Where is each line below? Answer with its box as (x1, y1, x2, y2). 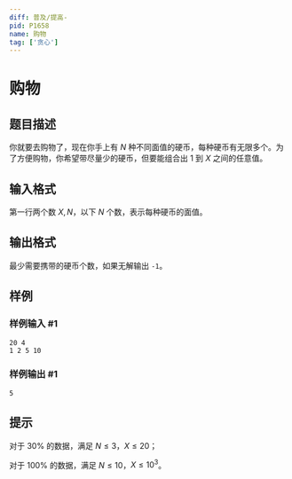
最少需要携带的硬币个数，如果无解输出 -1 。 (9, 260, 168, 271)
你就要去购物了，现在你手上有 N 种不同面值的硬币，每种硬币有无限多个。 (9, 142, 277, 153)
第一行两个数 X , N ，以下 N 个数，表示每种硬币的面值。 (9, 207, 208, 217)
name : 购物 (9, 29, 47, 38)
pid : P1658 (9, 21, 50, 30)
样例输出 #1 (9, 368, 58, 381)
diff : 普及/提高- (9, 12, 68, 22)
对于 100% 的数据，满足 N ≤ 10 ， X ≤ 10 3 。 (9, 458, 167, 470)
